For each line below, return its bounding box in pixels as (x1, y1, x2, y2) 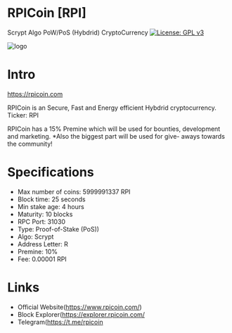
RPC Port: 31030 (17, 217, 65, 226)
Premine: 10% (17, 247, 58, 256)
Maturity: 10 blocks (17, 210, 73, 218)
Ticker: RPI (7, 111, 39, 119)
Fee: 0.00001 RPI (17, 255, 67, 263)
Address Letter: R (17, 239, 69, 248)
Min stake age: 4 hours (17, 202, 84, 211)
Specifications (7, 164, 94, 180)
